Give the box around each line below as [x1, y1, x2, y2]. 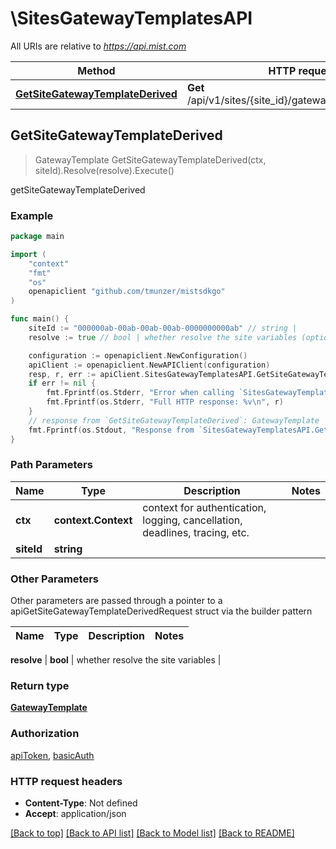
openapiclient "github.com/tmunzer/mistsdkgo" [28, 287, 226, 297]
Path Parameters [10, 458, 93, 472]
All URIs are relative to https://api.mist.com [10, 40, 187, 52]
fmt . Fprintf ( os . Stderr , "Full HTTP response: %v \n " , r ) [46, 397, 284, 407]
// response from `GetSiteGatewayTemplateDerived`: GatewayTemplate [28, 415, 320, 426]
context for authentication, [142, 500, 267, 514]
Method [77, 63, 116, 77]
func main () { [10, 314, 70, 324]
